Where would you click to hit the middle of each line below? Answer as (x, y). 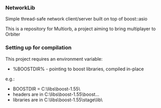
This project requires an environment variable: (54, 59)
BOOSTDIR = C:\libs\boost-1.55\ (46, 88)
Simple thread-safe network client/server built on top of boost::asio (76, 19)
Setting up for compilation (38, 48)
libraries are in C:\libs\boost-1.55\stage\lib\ (57, 100)
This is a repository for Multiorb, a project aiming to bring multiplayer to (80, 29)
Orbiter (13, 34)
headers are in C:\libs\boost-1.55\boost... (56, 94)
